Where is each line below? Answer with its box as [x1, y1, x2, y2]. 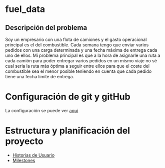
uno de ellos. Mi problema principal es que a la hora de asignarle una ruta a [5, 52, 160, 58]
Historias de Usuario [12, 152, 55, 158]
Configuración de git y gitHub [5, 91, 131, 103]
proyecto [5, 136, 43, 147]
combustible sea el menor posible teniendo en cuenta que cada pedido [5, 68, 152, 74]
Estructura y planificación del [5, 125, 130, 137]
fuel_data [5, 3, 45, 15]
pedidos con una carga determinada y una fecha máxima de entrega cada [5, 47, 157, 53]
